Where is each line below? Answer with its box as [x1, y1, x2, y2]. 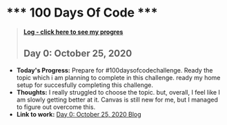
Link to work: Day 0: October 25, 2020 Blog [16, 110, 142, 118]
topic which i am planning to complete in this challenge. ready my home [16, 73, 221, 81]
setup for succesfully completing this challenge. [16, 81, 153, 89]
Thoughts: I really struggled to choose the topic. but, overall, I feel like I [16, 88, 220, 96]
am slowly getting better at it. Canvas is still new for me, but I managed [16, 95, 218, 104]
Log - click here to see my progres [23, 28, 124, 36]
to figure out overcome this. [16, 102, 96, 111]
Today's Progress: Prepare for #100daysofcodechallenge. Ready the [16, 66, 213, 74]
